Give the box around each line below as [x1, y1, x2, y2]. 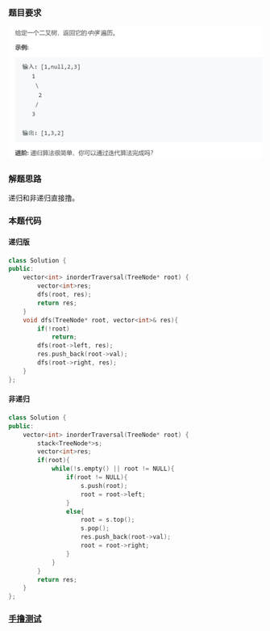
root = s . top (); [80, 515, 135, 524]
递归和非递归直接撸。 [8, 193, 79, 203]
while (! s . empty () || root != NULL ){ [51, 465, 175, 473]
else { [65, 507, 85, 515]
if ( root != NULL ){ [65, 473, 128, 482]
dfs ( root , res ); [37, 291, 92, 299]
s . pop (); [80, 524, 110, 532]
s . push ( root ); [80, 482, 128, 490]
